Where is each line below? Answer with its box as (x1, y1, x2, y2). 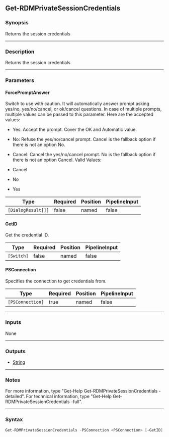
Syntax (5, 416, 23, 423)
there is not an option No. (12, 141, 65, 148)
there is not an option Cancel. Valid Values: (12, 157, 102, 163)
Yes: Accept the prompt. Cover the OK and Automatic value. (12, 126, 137, 133)
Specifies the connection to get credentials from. (5, 278, 107, 284)
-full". (70, 399, 82, 405)
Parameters (5, 77, 34, 84)
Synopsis (5, 19, 29, 26)
